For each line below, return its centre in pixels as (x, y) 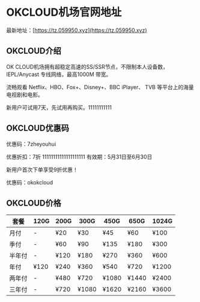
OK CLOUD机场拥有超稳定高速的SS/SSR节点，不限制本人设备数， (87, 66)
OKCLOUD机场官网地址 (64, 12)
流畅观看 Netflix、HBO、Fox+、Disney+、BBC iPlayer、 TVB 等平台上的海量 (100, 87)
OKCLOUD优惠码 (38, 128)
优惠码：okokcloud (30, 182)
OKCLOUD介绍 (34, 51)
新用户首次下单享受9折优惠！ (42, 169)
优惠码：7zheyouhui (31, 144)
